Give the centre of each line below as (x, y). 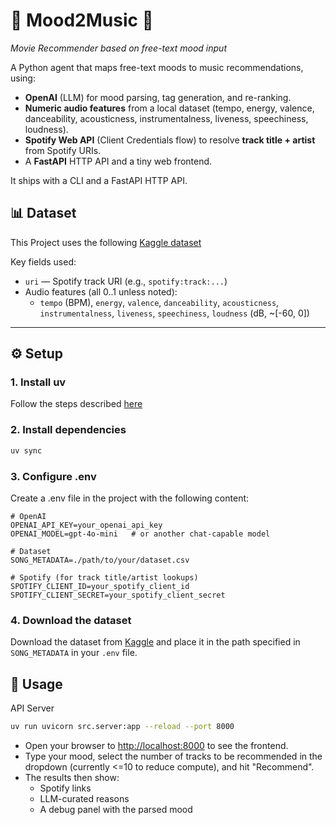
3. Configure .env (53, 476)
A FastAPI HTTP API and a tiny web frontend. (118, 161)
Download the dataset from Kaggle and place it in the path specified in (155, 642)
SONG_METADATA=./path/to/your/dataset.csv (100, 560)
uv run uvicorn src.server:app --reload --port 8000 (122, 727)
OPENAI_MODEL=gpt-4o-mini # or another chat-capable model (140, 534)
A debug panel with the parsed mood (116, 809)
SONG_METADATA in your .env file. (74, 653)
